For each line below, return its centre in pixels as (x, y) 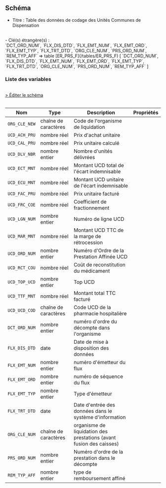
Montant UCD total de (99, 165)
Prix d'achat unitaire (97, 135)
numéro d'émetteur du (100, 363)
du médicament (92, 271)
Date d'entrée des (94, 405)
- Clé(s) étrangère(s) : (27, 40)
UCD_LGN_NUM (22, 219)
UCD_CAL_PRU (22, 143)
